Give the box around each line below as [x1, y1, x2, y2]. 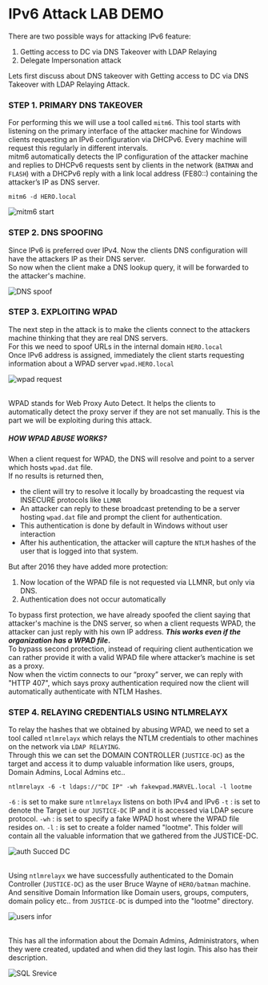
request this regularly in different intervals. [8, 144, 149, 153]
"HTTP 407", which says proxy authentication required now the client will [8, 678, 250, 687]
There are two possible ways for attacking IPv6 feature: [8, 31, 191, 41]
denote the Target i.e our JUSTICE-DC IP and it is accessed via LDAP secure [8, 805, 254, 815]
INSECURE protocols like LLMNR [19, 495, 122, 505]
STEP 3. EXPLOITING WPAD [8, 306, 118, 318]
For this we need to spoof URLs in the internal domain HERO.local [8, 342, 223, 351]
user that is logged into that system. [19, 546, 138, 556]
